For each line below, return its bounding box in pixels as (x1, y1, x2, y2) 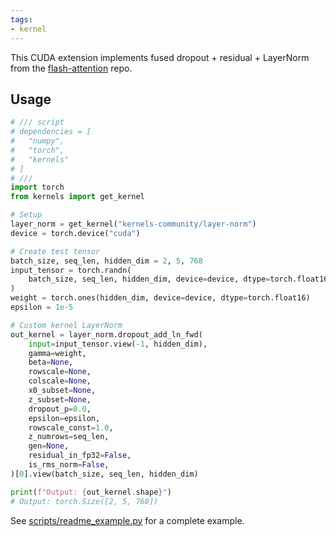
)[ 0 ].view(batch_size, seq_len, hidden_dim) (10, 469, 199, 479)
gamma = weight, (28, 348, 87, 358)
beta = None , (28, 357, 74, 368)
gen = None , (28, 441, 70, 451)
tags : (10, 14, 33, 25)
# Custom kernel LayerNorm (10, 320, 123, 330)
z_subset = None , (28, 394, 92, 405)
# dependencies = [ (10, 127, 92, 137)
